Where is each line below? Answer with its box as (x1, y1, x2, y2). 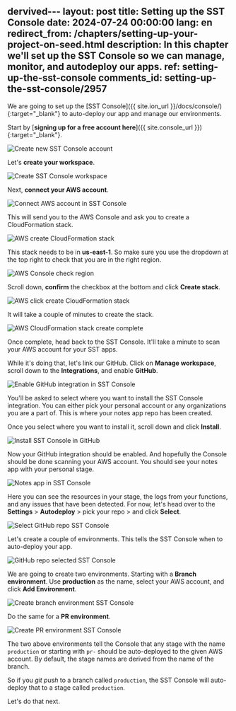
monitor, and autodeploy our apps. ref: (7, 61, 180, 73)
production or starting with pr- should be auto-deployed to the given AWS (7, 647, 223, 655)
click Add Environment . (7, 584, 77, 593)
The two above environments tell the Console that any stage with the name (7, 640, 225, 648)
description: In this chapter (107, 39, 229, 51)
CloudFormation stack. (7, 220, 73, 229)
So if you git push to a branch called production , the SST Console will (7, 676, 210, 684)
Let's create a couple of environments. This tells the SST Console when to (7, 534, 223, 543)
